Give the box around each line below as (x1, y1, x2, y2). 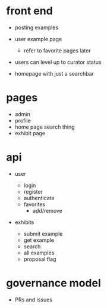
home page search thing (14, 123, 75, 130)
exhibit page (14, 129, 46, 136)
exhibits (14, 219, 34, 226)
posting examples (14, 24, 59, 31)
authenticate (23, 194, 55, 201)
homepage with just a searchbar (14, 70, 94, 77)
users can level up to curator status (14, 58, 102, 66)
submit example (23, 230, 63, 237)
